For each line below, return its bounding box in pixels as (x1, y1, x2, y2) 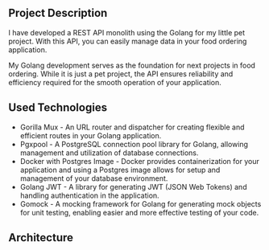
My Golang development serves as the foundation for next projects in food (8, 60, 256, 70)
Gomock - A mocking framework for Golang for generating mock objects (19, 199, 262, 208)
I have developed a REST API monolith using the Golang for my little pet (8, 27, 246, 37)
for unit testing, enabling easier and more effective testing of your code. (19, 207, 259, 217)
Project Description (8, 6, 108, 20)
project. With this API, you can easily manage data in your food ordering (8, 36, 247, 46)
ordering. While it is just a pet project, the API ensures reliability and (8, 68, 234, 79)
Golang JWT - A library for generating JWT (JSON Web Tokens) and (19, 182, 247, 191)
